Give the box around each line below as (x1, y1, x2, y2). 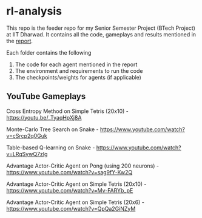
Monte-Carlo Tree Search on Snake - (6, 126, 99, 133)
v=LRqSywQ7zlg (6, 150, 48, 157)
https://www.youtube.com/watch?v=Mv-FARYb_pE (6, 186, 133, 194)
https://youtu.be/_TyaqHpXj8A (6, 114, 82, 121)
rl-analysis (6, 4, 62, 18)
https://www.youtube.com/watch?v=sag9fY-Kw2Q (6, 168, 133, 175)
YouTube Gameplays (6, 91, 86, 101)
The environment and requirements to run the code (15, 67, 143, 74)
